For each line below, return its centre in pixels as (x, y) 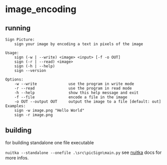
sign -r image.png (34, 115)
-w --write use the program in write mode (74, 84)
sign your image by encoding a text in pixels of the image (79, 44)
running (18, 28)
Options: (14, 79)
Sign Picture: (20, 39)
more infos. (17, 157)
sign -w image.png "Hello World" (49, 110)
